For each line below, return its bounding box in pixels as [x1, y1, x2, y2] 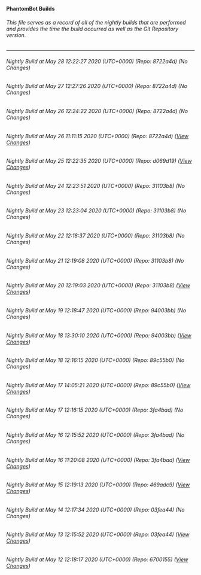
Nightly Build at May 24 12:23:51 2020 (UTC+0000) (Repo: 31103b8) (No [6, 182, 185, 189]
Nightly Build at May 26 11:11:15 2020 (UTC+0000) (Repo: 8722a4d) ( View [6, 132, 189, 139]
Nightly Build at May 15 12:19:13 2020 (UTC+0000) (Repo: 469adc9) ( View [6, 481, 190, 488]
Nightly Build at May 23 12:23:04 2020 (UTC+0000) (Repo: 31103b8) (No [6, 207, 187, 214]
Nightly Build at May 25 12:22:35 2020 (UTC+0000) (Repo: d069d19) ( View [6, 157, 193, 165]
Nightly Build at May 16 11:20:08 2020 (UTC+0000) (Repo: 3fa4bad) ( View [6, 456, 190, 463]
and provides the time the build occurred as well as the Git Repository [6, 25, 179, 32]
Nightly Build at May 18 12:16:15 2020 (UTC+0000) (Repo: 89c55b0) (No [6, 357, 185, 364]
